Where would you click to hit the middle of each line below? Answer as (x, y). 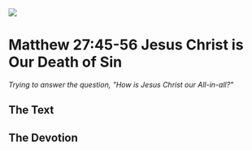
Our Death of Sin (65, 62)
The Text (31, 110)
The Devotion (43, 137)
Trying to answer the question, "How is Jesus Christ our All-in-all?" (121, 84)
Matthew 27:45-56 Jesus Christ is (126, 45)
